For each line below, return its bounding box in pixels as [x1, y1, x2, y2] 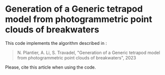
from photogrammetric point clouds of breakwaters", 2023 [17, 55, 136, 60]
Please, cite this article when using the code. [5, 64, 96, 70]
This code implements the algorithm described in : [5, 40, 107, 46]
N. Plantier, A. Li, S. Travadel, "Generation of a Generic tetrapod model [17, 50, 160, 56]
